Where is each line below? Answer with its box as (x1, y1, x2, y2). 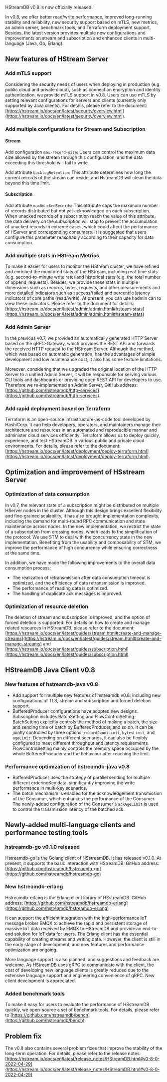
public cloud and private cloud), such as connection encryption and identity (5, 86, 161, 92)
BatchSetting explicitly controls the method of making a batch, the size (12, 719, 158, 725)
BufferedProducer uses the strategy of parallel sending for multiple (12, 774, 151, 780)
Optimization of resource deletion (5, 603, 89, 610)
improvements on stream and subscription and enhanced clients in (5, 35, 142, 41)
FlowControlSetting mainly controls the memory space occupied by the (12, 745, 159, 751)
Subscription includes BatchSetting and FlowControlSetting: (12, 713, 136, 719)
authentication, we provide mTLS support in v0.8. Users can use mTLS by (5, 92, 156, 98)
